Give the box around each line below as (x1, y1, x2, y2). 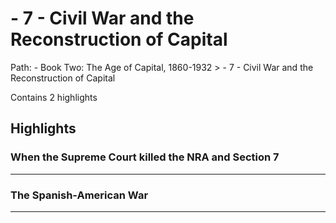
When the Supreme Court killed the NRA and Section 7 (10, 150, 280, 164)
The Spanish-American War (10, 188, 149, 202)
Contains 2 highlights (10, 91, 98, 103)
